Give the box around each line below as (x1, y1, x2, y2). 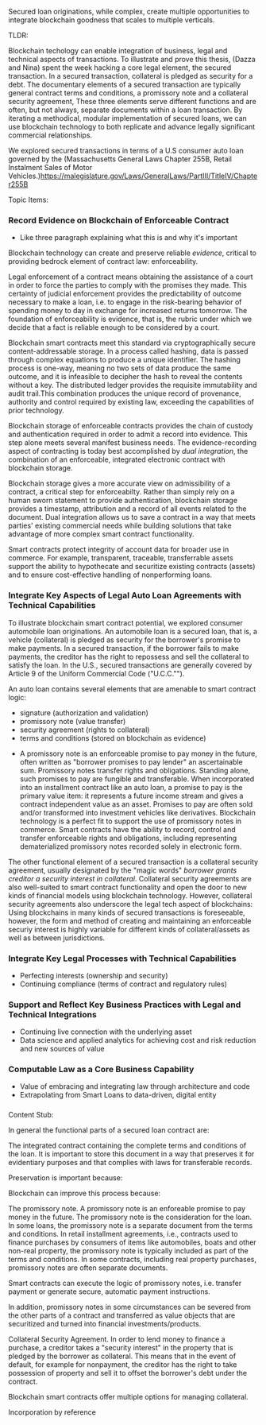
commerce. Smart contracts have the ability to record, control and (19, 824, 236, 834)
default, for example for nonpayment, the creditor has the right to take (8, 1360, 237, 1369)
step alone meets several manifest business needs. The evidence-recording (8, 438, 256, 447)
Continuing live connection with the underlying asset (19, 1027, 192, 1036)
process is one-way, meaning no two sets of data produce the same (8, 363, 232, 373)
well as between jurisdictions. (8, 933, 106, 943)
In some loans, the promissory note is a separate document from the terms (8, 1221, 253, 1230)
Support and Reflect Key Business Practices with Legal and (8, 999, 241, 1010)
